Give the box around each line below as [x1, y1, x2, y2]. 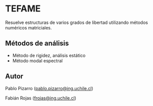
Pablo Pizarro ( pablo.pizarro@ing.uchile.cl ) [5, 85, 94, 91]
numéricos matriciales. [5, 24, 52, 30]
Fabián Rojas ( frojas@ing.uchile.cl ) [5, 95, 76, 101]
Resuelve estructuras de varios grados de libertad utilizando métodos [5, 19, 148, 25]
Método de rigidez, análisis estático [12, 52, 86, 58]
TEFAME [5, 3, 41, 14]
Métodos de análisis [5, 39, 69, 48]
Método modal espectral [12, 58, 63, 64]
